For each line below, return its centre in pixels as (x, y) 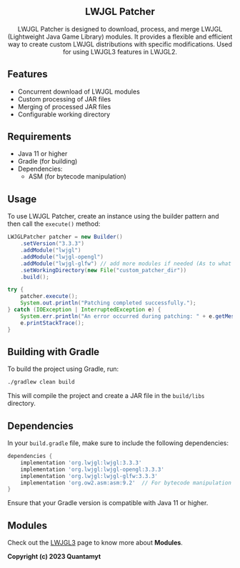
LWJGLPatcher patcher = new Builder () (65, 237)
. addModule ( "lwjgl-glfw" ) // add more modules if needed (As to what (126, 264)
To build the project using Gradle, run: (63, 369)
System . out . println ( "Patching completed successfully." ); (108, 303)
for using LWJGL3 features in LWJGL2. (120, 51)
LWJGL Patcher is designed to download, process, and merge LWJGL (120, 29)
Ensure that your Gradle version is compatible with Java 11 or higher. (108, 503)
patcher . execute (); (49, 297)
